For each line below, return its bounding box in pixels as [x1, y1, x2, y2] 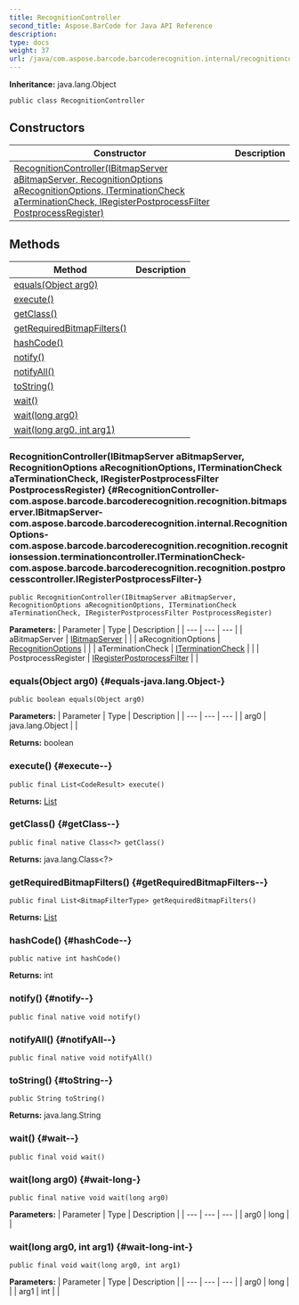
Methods [9, 237, 61, 252]
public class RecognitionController [9, 96, 145, 105]
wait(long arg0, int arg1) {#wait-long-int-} [9, 1241, 194, 1253]
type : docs [9, 37, 50, 47]
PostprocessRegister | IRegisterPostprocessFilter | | [9, 652, 198, 663]
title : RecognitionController [9, 12, 122, 22]
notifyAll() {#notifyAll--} [9, 1033, 117, 1045]
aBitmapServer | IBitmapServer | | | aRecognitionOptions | [9, 633, 221, 644]
